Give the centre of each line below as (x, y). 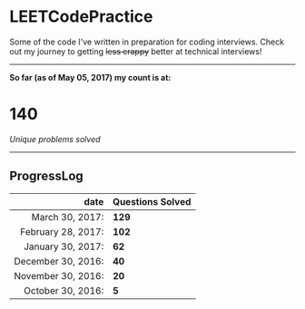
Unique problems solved (55, 139)
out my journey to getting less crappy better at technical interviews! (136, 51)
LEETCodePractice (81, 17)
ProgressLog (46, 176)
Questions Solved (152, 201)
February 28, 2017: (62, 231)
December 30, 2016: (59, 261)
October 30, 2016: (64, 290)
